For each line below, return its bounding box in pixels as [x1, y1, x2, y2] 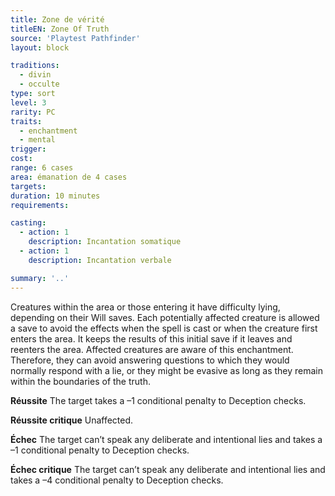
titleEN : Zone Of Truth [10, 24, 110, 34]
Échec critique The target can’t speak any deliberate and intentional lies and [10, 463, 326, 475]
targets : [10, 181, 47, 191]
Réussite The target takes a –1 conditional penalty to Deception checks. [10, 394, 307, 406]
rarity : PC [10, 107, 56, 117]
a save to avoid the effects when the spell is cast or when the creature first [10, 322, 318, 334]
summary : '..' [10, 273, 70, 283]
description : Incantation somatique [28, 237, 182, 247]
